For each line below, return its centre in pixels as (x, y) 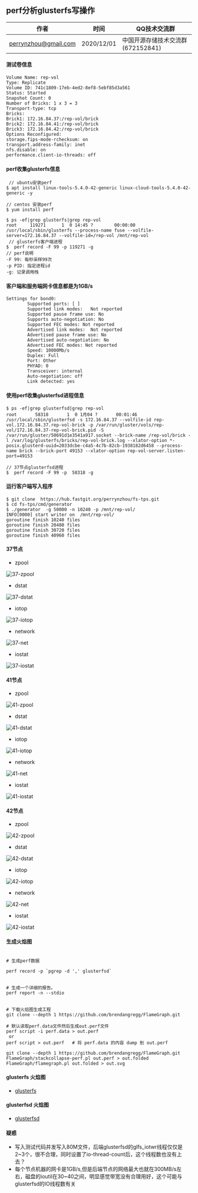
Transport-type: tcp (32, 109)
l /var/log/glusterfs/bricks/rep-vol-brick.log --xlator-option (87, 440)
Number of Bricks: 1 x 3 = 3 (42, 103)
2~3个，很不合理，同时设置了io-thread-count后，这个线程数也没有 (95, 1155)
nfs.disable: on (26, 150)
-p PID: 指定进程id (28, 266)
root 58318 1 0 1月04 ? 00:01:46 (72, 415)
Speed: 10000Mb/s (48, 350)
